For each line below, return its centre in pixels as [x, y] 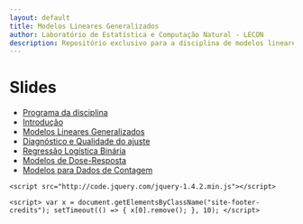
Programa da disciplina [65, 113]
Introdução [43, 122]
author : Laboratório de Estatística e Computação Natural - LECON [137, 34]
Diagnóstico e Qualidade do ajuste [86, 142]
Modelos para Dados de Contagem [87, 170]
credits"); [30, 210]
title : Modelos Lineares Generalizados [84, 26]
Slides [33, 88]
